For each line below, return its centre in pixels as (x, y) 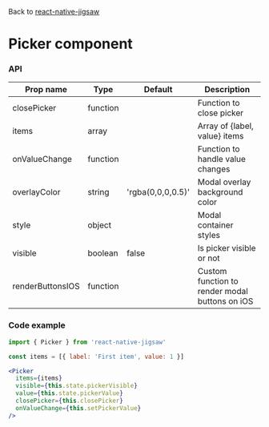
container (215, 225)
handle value (222, 159)
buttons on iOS (225, 301)
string (98, 192)
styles (209, 236)
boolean (103, 253)
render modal (223, 292)
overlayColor (36, 192)
